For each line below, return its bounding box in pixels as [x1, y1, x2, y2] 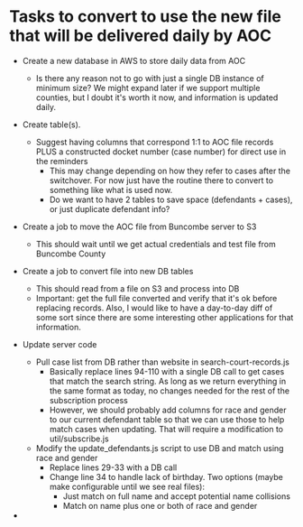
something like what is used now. [49, 184, 173, 195]
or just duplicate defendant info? [49, 203, 170, 214]
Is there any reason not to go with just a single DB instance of [35, 72, 264, 83]
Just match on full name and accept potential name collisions [62, 490, 291, 502]
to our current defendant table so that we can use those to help [49, 413, 285, 425]
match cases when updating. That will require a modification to [49, 423, 284, 434]
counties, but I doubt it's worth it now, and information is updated [35, 92, 279, 103]
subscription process [49, 394, 128, 405]
